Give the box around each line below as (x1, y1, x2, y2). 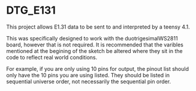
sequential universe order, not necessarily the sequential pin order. (6, 78, 171, 85)
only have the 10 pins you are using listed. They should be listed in (6, 71, 170, 79)
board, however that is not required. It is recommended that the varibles (6, 41, 184, 48)
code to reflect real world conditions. (6, 54, 98, 61)
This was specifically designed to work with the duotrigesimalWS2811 (6, 34, 178, 42)
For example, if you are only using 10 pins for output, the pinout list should (6, 65, 189, 72)
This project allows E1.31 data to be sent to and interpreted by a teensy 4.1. (6, 23, 190, 30)
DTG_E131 (6, 4, 56, 17)
